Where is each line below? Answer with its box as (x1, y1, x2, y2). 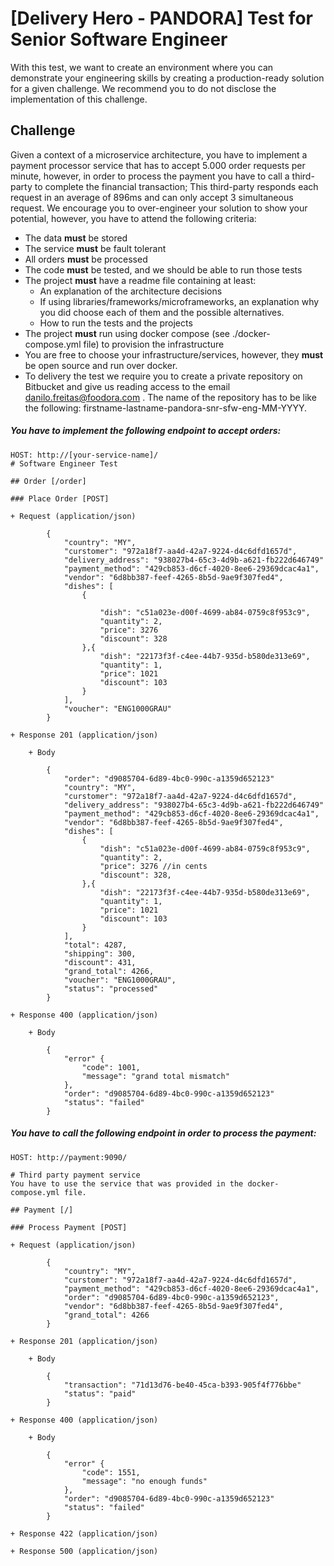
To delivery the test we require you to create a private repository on (24, 370, 303, 382)
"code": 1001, (81, 1062, 141, 1072)
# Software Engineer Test (10, 458, 118, 469)
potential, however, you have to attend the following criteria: (10, 212, 257, 224)
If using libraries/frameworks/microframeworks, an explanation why (39, 295, 320, 307)
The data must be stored (24, 232, 128, 244)
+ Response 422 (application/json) (10, 1528, 159, 1539)
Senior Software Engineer (10, 28, 228, 51)
